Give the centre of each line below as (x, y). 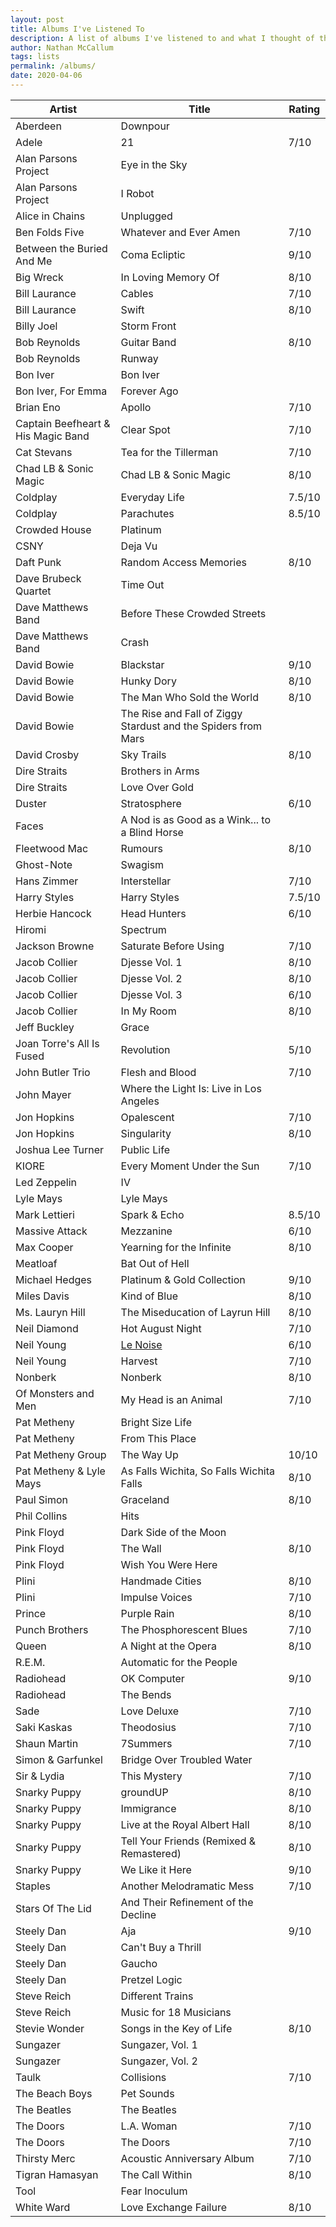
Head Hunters (153, 913)
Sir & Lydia (40, 1776)
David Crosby (47, 754)
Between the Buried (61, 248)
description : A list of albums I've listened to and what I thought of (162, 38)
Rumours (141, 848)
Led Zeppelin (46, 1182)
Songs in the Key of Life (176, 2028)
